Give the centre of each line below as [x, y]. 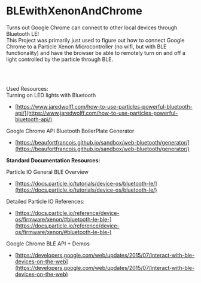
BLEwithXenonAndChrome [74, 11]
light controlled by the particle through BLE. [60, 59]
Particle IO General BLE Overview [47, 172]
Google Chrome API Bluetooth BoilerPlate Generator [70, 131]
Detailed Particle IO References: [45, 201]
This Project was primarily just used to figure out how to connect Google [95, 40]
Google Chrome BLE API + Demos [48, 244]
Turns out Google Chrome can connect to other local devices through [92, 27]
